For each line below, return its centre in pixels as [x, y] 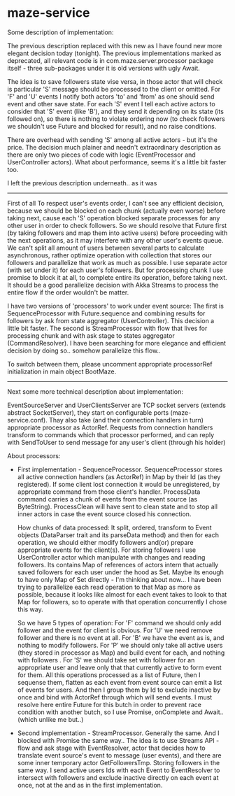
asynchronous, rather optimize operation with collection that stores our [109, 255]
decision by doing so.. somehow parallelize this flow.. [84, 350]
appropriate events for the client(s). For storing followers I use [107, 550]
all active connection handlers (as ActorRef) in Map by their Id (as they [119, 476]
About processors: [34, 455]
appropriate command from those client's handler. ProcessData [109, 492]
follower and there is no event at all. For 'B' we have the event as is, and [121, 637]
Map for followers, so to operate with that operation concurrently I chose [122, 602]
